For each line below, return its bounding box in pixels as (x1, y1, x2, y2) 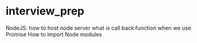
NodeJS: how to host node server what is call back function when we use (6, 24, 191, 31)
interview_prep (6, 4, 84, 18)
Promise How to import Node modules (6, 30, 102, 38)
